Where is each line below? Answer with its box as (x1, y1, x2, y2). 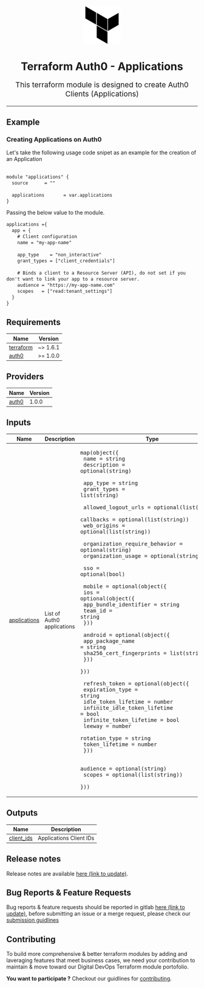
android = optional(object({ (83, 632, 170, 639)
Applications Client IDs (38, 834, 95, 842)
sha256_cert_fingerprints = (83, 650, 167, 657)
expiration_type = (83, 687, 138, 693)
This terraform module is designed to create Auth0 (15, 80, 189, 90)
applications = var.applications (12, 192, 113, 199)
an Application (6, 156, 42, 163)
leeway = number (83, 723, 132, 730)
